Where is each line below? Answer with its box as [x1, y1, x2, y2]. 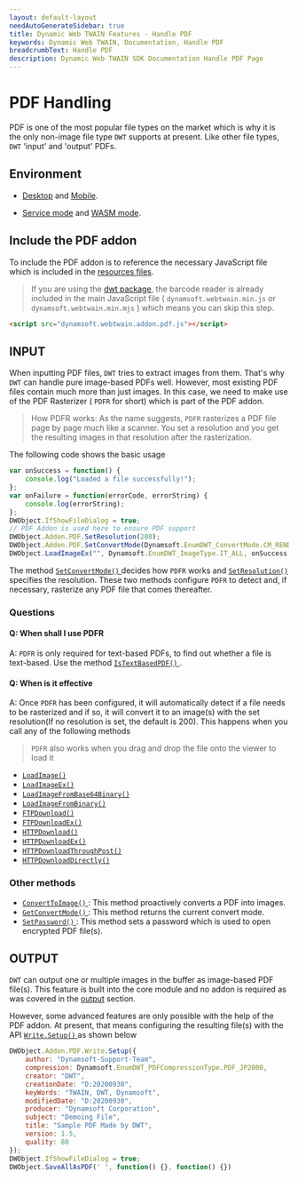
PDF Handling [9, 92, 112, 113]
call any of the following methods [9, 726, 131, 737]
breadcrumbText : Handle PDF [9, 46, 114, 55]
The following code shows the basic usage [9, 450, 166, 460]
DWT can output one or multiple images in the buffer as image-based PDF [9, 975, 274, 985]
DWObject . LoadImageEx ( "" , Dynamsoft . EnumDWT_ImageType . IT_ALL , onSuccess [9, 549, 288, 558]
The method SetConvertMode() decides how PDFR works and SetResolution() [9, 565, 288, 576]
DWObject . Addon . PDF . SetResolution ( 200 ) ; [9, 532, 161, 542]
